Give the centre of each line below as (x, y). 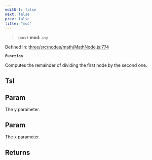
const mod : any (33, 38)
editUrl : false (21, 10)
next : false (17, 14)
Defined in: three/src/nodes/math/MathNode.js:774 (57, 47)
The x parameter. (23, 137)
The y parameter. (23, 110)
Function (14, 56)
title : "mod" (19, 23)
